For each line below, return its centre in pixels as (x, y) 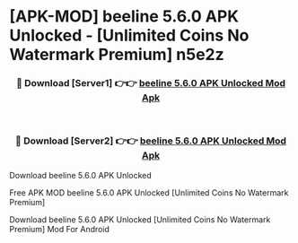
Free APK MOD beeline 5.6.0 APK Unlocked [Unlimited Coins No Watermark (149, 192)
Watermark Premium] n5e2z (117, 55)
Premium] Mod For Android (60, 229)
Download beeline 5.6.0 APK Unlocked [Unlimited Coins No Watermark (140, 219)
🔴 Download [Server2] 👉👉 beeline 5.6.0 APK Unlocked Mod (151, 141)
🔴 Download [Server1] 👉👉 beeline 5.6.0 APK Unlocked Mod (151, 83)
